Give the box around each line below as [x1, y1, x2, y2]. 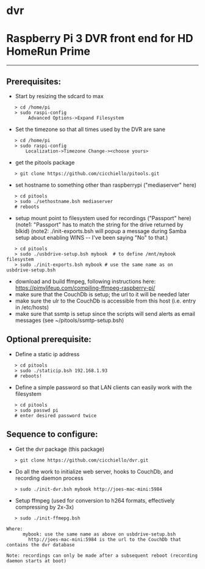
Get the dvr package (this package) [15, 445, 105, 453]
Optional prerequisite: [6, 334, 92, 345]
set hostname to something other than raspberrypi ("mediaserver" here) [15, 181, 197, 188]
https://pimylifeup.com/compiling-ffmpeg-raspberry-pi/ [15, 284, 156, 292]
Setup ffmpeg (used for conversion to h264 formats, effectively [15, 496, 175, 504]
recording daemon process [15, 474, 84, 482]
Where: [6, 526, 23, 532]
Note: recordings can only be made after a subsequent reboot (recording [6, 553, 198, 559]
